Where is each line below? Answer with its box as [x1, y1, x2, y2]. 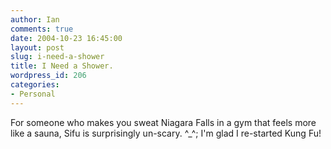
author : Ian [10, 14, 60, 25]
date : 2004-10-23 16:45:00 [10, 33, 123, 43]
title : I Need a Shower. [10, 61, 114, 71]
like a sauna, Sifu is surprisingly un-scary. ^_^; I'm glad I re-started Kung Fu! [10, 127, 322, 139]
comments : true [10, 24, 74, 34]
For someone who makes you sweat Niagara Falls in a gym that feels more [10, 116, 317, 128]
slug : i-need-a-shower [10, 52, 105, 62]
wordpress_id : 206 [10, 71, 87, 81]
